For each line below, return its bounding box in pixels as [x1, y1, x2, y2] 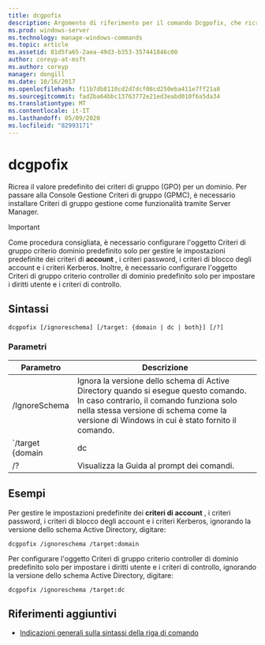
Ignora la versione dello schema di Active [77, 375, 230, 386]
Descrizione [141, 362, 188, 373]
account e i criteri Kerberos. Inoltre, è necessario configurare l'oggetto [8, 262, 238, 272]
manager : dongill [8, 70, 65, 78]
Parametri [8, 341, 47, 352]
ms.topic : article [8, 41, 69, 49]
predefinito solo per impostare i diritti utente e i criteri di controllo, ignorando [8, 562, 257, 572]
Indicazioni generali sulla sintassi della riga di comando [19, 628, 200, 638]
